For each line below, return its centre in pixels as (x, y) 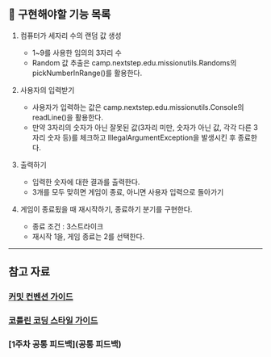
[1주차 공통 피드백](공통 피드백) (65, 344)
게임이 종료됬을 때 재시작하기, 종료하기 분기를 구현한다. (106, 209)
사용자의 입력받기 (47, 90)
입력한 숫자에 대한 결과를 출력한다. (86, 182)
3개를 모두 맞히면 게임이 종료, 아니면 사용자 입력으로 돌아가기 (128, 191)
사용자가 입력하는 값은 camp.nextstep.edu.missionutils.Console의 (138, 107)
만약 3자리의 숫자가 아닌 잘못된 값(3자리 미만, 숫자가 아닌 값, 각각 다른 (142, 127)
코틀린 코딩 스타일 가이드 (53, 321)
